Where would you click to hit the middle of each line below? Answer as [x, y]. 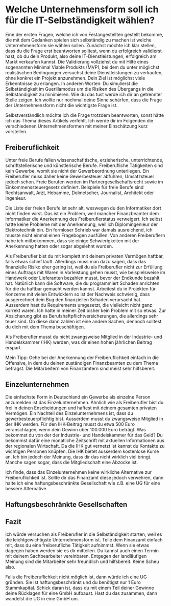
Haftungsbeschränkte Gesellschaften [66, 504]
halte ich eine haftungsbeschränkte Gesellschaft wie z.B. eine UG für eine [83, 483]
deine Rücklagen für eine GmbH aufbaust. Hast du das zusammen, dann [81, 593]
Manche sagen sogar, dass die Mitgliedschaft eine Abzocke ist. [72, 462]
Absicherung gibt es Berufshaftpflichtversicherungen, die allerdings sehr [82, 316]
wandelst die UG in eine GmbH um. [42, 598]
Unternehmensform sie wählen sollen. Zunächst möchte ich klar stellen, [81, 45]
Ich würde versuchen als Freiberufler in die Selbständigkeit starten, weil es [84, 534]
